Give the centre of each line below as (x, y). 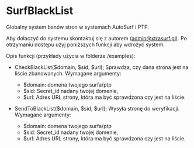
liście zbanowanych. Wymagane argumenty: (68, 73)
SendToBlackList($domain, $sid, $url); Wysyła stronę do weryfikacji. (97, 108)
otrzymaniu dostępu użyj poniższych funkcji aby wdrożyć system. (85, 44)
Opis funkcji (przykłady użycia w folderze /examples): (71, 56)
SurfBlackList (40, 11)
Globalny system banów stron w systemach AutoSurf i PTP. (77, 27)
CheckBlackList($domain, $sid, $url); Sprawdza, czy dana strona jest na (101, 67)
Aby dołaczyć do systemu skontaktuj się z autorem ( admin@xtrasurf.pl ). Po (96, 38)
